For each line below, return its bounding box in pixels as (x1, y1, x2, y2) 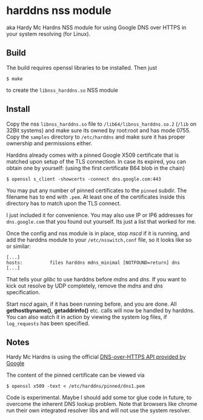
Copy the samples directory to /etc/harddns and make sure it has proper (6, 133, 186, 140)
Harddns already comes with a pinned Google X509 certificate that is (6, 151, 179, 159)
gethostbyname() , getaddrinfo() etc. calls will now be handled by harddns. (6, 306, 195, 314)
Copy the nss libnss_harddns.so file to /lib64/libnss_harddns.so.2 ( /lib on (6, 120, 197, 128)
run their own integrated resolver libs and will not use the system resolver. (6, 407, 191, 414)
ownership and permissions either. (6, 139, 93, 146)
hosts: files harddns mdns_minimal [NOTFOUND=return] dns (6, 260, 181, 266)
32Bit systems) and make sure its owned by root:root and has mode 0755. (6, 126, 191, 134)
